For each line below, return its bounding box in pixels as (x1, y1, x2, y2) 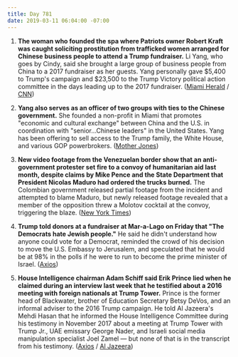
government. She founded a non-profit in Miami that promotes (17, 111, 202, 120)
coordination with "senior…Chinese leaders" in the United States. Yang (17, 126, 225, 135)
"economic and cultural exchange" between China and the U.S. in (17, 118, 210, 127)
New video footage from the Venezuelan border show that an (17, 155, 202, 164)
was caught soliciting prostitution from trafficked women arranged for (17, 44, 229, 53)
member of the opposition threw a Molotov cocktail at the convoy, (17, 200, 211, 209)
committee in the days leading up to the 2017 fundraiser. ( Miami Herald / (17, 82, 229, 90)
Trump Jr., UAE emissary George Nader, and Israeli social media (17, 326, 206, 335)
